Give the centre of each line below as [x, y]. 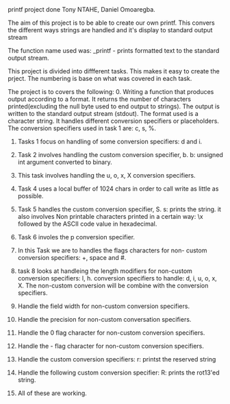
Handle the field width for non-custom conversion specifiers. [104, 306]
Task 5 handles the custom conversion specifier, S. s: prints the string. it [119, 209]
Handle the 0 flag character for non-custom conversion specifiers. [111, 333]
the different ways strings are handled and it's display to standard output [110, 30]
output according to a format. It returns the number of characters [99, 99]
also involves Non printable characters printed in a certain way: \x [111, 217]
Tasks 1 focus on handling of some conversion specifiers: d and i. [110, 142]
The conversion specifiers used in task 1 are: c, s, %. [82, 128]
